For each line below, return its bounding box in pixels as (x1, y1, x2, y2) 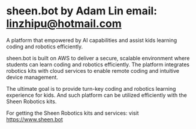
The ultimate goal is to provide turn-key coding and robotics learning (6, 85, 176, 92)
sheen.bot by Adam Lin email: (6, 4, 158, 18)
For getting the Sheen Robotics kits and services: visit (6, 109, 139, 116)
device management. (6, 73, 59, 81)
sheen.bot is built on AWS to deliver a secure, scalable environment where (6, 54, 190, 62)
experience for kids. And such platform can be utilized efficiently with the (6, 91, 187, 99)
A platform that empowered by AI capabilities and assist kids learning (6, 36, 177, 44)
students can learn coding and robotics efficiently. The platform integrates (6, 61, 190, 68)
